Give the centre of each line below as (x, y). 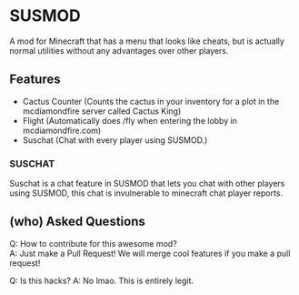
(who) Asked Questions (77, 222)
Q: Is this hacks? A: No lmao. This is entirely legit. (101, 280)
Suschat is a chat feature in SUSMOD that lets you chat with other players (147, 184)
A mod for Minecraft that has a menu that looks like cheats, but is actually (147, 41)
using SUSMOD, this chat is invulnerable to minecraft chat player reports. (146, 193)
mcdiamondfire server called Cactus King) (102, 111)
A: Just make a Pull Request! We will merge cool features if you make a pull (150, 253)
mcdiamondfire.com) (62, 130)
